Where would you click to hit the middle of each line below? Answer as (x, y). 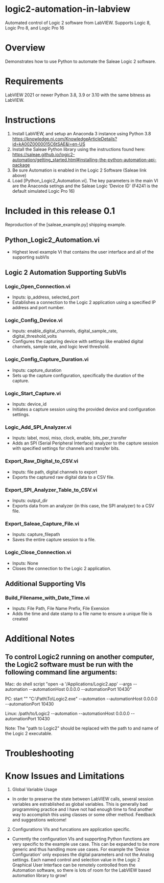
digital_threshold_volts (35, 336)
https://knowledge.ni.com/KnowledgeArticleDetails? (65, 139)
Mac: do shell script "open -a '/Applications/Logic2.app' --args (69, 684)
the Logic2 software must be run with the (69, 664)
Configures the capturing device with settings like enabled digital (78, 341)
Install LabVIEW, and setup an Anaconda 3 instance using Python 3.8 (82, 133)
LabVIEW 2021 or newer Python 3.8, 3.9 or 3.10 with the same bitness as (78, 95)
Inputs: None (25, 563)
